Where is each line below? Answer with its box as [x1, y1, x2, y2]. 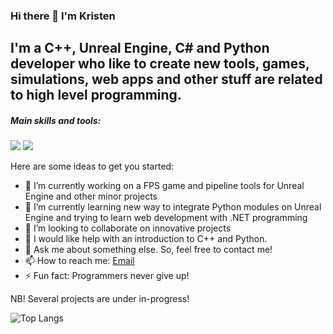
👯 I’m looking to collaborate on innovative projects [24, 222, 232, 234]
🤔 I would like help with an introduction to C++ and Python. [24, 233, 268, 245]
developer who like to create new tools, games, [10, 55, 310, 73]
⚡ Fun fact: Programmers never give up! [24, 270, 190, 282]
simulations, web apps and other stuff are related [10, 71, 323, 88]
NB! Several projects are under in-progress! [10, 293, 190, 305]
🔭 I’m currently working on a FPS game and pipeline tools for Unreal [24, 180, 305, 192]
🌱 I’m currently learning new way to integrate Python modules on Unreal [24, 201, 322, 213]
